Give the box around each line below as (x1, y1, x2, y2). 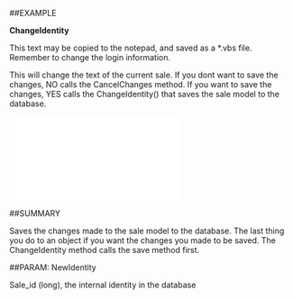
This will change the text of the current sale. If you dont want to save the (9, 69, 279, 80)
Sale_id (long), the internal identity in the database (9, 279, 197, 290)
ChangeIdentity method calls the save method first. (9, 245, 200, 255)
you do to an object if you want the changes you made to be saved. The (9, 235, 277, 246)
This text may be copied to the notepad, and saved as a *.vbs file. (9, 42, 252, 53)
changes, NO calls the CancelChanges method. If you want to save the (9, 79, 272, 89)
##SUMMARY (9, 208, 61, 219)
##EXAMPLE (9, 8, 57, 18)
